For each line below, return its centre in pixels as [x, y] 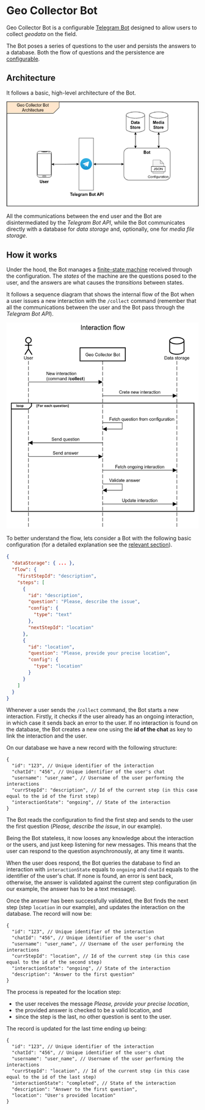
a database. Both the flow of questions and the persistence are [85, 52]
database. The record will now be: [49, 914]
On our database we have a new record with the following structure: [92, 748]
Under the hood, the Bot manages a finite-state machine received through [99, 270]
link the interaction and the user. [47, 736]
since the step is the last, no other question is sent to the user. [93, 1017]
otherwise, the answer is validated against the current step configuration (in [102, 882]
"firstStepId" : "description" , [57, 576]
